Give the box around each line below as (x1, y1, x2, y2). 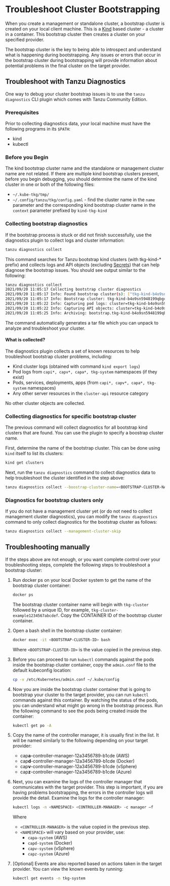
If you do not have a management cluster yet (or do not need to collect (5, 508, 153, 514)
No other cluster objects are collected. (5, 400, 86, 406)
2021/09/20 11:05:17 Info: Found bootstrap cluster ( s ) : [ (5, 292, 130, 297)
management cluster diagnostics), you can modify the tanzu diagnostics (5, 514, 158, 520)
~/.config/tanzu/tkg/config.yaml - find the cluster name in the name (12, 197, 155, 203)
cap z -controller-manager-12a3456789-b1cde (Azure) (20, 769, 132, 775)
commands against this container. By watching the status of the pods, (12, 697, 158, 703)
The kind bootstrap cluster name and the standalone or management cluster (5, 165, 164, 171)
